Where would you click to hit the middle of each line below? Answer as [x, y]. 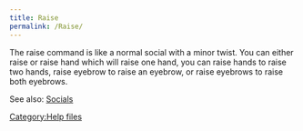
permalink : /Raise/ [46, 26]
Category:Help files [46, 116]
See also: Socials [41, 99]
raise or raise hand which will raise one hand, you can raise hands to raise [148, 62]
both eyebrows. [39, 81]
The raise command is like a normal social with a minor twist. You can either [151, 52]
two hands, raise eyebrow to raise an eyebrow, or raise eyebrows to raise [146, 71]
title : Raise [34, 18]
